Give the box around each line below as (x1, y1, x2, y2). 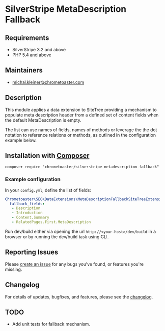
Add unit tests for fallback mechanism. (12, 321, 90, 327)
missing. (5, 266, 22, 272)
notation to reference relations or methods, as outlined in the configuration (5, 132, 156, 138)
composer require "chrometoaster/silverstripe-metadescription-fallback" (5, 164, 160, 170)
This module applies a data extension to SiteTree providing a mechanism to (5, 107, 157, 112)
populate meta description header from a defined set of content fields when (5, 112, 159, 118)
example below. (5, 137, 37, 143)
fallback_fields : (9, 201, 45, 206)
